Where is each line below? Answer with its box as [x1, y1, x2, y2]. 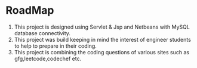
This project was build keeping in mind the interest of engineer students [14, 36, 192, 43]
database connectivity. [14, 29, 71, 36]
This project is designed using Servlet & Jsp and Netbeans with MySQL [14, 23, 190, 30]
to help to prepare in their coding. [14, 42, 97, 50]
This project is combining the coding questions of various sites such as [14, 48, 189, 55]
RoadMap [5, 4, 54, 17]
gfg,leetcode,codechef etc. [14, 55, 82, 62]
